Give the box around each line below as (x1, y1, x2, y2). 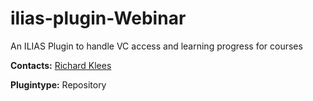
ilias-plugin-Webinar (10, 7, 187, 30)
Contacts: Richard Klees (10, 59, 112, 71)
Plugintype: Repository (10, 78, 107, 91)
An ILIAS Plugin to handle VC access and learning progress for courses (10, 40, 303, 52)
